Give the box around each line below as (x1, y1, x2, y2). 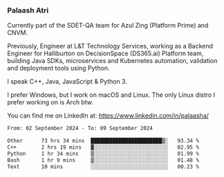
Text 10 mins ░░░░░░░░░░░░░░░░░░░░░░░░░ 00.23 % (7, 163, 199, 170)
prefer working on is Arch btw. (7, 98, 93, 106)
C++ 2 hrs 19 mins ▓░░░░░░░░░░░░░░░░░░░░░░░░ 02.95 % (7, 144, 199, 151)
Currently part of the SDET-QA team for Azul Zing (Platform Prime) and (7, 21, 209, 30)
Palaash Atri (7, 6, 49, 15)
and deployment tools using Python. (7, 64, 110, 73)
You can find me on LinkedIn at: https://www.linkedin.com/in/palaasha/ (7, 111, 209, 120)
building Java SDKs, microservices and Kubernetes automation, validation (7, 57, 218, 65)
